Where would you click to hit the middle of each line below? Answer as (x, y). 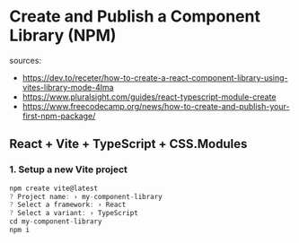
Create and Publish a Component (135, 17)
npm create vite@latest (54, 188)
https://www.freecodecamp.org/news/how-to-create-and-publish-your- (156, 106)
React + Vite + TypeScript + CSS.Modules (128, 144)
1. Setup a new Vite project (69, 169)
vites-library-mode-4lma (68, 87)
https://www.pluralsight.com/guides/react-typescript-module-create (149, 97)
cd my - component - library (56, 221)
